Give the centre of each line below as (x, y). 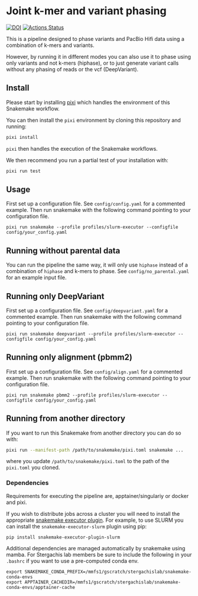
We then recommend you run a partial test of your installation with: (87, 160)
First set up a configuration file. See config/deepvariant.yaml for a (87, 310)
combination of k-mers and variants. (50, 45)
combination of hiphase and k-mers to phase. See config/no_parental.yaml (98, 271)
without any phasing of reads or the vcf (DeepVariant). (72, 69)
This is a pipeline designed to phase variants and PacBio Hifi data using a (95, 39)
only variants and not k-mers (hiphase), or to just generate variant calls (92, 63)
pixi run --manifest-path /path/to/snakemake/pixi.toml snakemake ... (95, 450)
